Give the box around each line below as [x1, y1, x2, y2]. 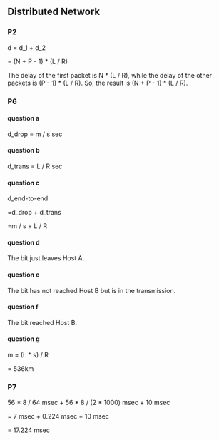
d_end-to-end [7, 194, 49, 203]
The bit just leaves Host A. [7, 254, 85, 262]
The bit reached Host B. [7, 318, 77, 327]
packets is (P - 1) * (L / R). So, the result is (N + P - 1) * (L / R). [7, 78, 188, 87]
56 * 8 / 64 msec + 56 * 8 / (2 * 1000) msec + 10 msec [7, 399, 170, 407]
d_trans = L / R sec [7, 162, 63, 170]
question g [7, 334, 41, 343]
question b [7, 146, 41, 155]
